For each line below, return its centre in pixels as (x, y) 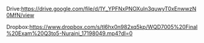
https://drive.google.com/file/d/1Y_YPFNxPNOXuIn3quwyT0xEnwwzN (109, 9)
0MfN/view (20, 15)
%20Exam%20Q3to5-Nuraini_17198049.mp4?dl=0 (69, 33)
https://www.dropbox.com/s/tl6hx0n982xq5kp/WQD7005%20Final (114, 27)
